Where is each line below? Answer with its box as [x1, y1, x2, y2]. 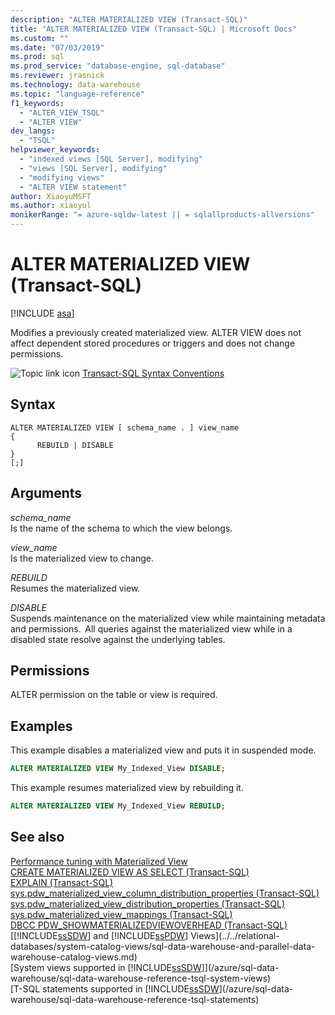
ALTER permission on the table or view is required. [10, 689, 218, 701]
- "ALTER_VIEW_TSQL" [19, 107, 105, 118]
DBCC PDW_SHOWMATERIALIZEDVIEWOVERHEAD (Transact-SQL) [10, 919, 288, 931]
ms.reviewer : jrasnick [10, 71, 105, 81]
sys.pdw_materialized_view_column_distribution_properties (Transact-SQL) [10, 887, 320, 899]
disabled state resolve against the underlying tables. [10, 633, 226, 645]
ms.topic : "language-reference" [10, 89, 145, 99]
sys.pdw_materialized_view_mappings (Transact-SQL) [10, 908, 233, 920]
